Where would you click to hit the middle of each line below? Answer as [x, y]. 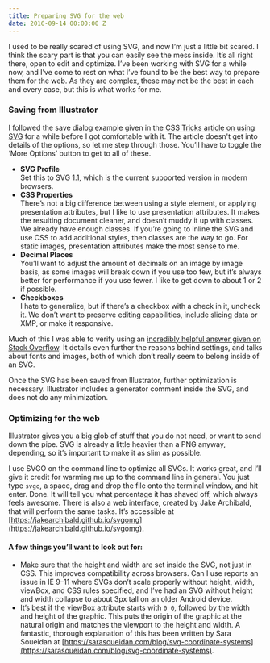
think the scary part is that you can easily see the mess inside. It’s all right [131, 55]
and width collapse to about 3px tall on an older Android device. [126, 599]
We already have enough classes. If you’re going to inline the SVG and [137, 229]
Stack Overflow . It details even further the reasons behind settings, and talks [135, 347]
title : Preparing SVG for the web [66, 16]
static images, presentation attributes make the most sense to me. [130, 246]
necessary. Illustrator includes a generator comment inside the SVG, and [129, 389]
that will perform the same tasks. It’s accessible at [91, 511]
